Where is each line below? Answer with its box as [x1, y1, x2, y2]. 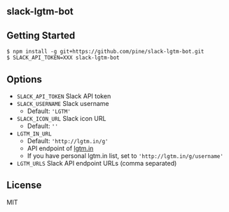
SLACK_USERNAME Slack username [16, 100, 109, 108]
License [6, 179, 42, 192]
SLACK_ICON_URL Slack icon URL [16, 114, 106, 123]
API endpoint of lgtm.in [27, 144, 94, 153]
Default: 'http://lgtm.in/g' [27, 137, 109, 145]
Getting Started [6, 29, 76, 41]
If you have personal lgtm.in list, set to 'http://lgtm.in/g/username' [27, 152, 223, 160]
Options [6, 73, 43, 85]
